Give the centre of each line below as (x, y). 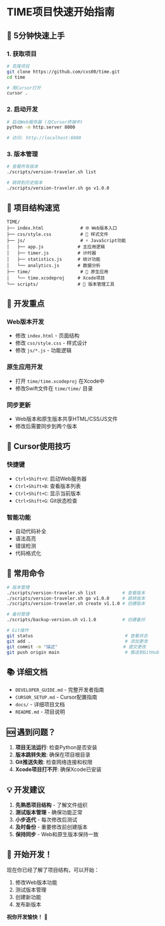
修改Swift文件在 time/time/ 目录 (54, 388)
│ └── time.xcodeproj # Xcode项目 (56, 278)
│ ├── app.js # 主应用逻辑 (56, 247)
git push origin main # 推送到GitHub (83, 652)
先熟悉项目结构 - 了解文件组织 (51, 804)
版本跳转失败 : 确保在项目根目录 (53, 755)
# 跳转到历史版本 (25, 183)
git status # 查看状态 (78, 636)
